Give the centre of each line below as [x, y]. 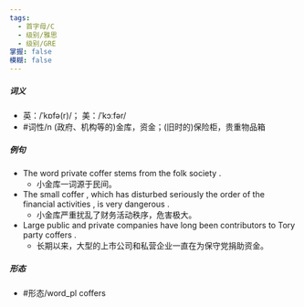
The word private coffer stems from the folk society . [122, 173]
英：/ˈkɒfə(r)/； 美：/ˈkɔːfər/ [74, 115]
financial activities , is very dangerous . [96, 204]
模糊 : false [31, 60]
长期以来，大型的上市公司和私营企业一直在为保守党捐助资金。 [152, 245]
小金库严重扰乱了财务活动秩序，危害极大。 [116, 215]
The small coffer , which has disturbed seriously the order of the [143, 194]
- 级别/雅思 [37, 35]
